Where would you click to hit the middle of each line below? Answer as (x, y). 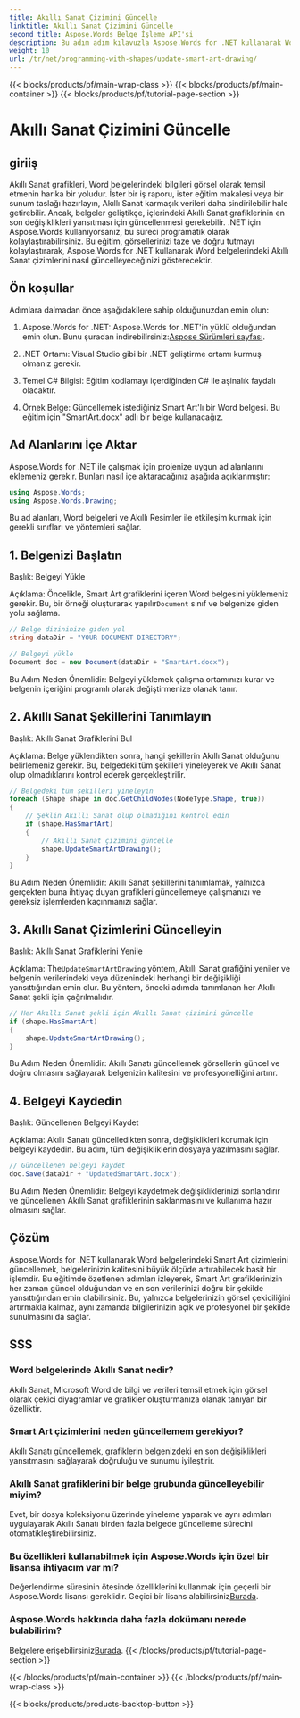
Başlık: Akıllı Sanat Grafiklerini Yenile (76, 951)
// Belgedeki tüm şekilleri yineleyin (81, 791)
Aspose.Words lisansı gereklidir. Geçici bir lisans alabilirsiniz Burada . (134, 1597)
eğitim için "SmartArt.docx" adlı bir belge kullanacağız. (122, 417)
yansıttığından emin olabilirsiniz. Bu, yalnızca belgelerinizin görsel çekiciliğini (150, 1297)
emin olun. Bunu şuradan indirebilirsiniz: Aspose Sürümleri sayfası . (144, 337)
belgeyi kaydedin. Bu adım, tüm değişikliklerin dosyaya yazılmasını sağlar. (144, 1149)
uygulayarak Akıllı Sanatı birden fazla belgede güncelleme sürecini (131, 1524)
